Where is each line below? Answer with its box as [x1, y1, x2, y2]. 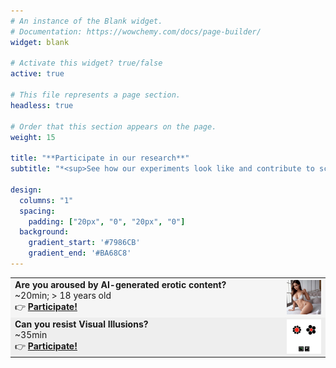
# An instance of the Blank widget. [10, 16, 163, 26]
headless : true [10, 100, 74, 110]
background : [19, 227, 70, 237]
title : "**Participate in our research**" [10, 153, 190, 164]
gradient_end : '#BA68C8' [28, 248, 132, 259]
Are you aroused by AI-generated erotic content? [14, 278, 227, 290]
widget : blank [10, 37, 70, 47]
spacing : [19, 206, 56, 216]
